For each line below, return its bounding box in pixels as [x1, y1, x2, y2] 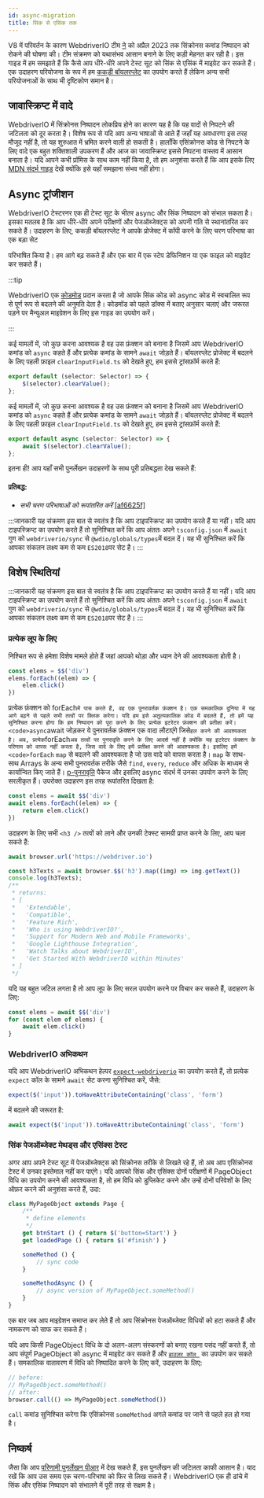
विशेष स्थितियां [8, 566, 60, 579]
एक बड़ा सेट [8, 235, 38, 245]
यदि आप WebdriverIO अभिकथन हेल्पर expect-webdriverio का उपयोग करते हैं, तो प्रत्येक [8, 1067, 249, 1076]
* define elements [25, 1215, 86, 1223]
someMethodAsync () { [22, 1279, 93, 1287]
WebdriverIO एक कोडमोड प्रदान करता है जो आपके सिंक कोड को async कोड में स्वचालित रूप [8, 290, 251, 300]
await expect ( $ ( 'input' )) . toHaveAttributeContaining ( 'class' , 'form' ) [8, 1121, 244, 1129]
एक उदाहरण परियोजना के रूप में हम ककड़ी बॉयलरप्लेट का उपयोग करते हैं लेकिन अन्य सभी [8, 67, 229, 76]
